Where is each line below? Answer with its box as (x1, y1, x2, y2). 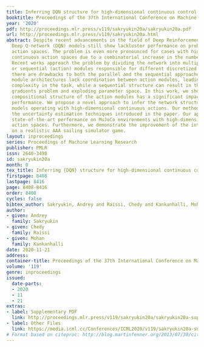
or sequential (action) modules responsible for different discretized (12, 65, 197, 72)
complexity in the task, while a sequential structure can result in (12, 83, 191, 89)
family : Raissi (12, 230, 50, 236)
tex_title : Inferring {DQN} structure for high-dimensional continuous (6, 167, 191, 173)
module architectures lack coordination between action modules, (12, 77, 181, 83)
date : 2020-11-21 (6, 247, 50, 253)
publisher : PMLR (6, 144, 47, 151)
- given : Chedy (6, 224, 45, 230)
